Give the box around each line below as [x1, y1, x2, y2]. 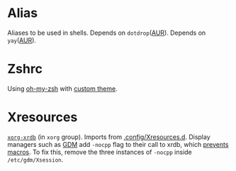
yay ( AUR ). [7, 35, 37, 44]
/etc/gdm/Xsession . [7, 155, 64, 164]
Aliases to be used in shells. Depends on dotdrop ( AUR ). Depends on [7, 28, 206, 37]
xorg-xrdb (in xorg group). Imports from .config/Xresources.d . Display [7, 133, 210, 141]
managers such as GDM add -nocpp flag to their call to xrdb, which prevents [7, 140, 229, 148]
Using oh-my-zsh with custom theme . [7, 84, 118, 93]
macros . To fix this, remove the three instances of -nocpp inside [7, 148, 193, 156]
